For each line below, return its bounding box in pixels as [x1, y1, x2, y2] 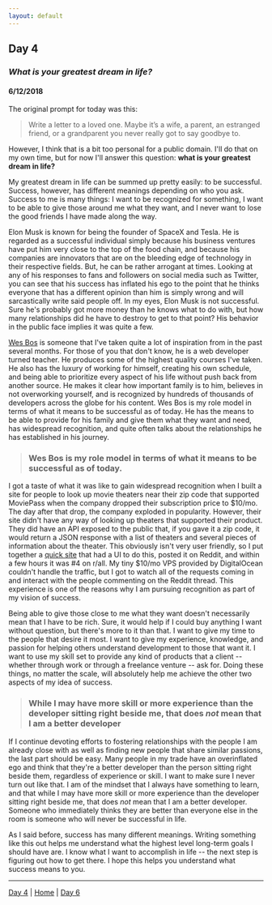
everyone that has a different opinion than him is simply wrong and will [8, 288, 244, 297]
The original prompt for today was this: [8, 105, 138, 114]
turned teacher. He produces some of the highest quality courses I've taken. [8, 355, 263, 365]
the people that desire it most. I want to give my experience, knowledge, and [8, 634, 264, 644]
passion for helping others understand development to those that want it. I [8, 643, 256, 653]
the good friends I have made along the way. [8, 211, 158, 221]
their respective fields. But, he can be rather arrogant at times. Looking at [8, 262, 253, 271]
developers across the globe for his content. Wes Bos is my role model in [8, 398, 253, 408]
